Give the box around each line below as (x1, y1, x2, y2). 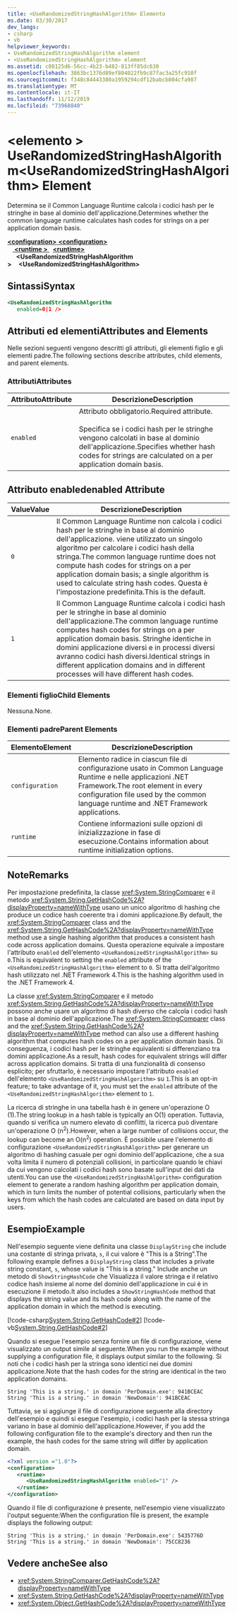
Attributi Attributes (7, 376, 72, 386)
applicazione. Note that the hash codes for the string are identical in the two (7, 1367, 227, 1375)
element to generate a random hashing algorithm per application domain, (7, 1180, 220, 1189)
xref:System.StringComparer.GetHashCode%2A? (17, 1576, 160, 1584)
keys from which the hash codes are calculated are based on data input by (7, 1195, 224, 1204)
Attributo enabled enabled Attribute (7, 483, 166, 495)
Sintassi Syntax (7, 280, 75, 292)
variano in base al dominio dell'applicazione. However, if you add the (7, 1421, 206, 1430)
